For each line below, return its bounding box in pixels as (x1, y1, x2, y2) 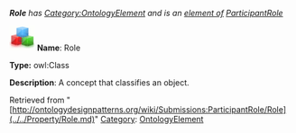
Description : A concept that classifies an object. (9, 77, 190, 88)
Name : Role (36, 42, 81, 53)
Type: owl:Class (9, 60, 69, 70)
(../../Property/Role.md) (9, 114, 96, 124)
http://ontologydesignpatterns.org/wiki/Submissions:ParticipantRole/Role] (12, 104, 287, 115)
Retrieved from (9, 94, 65, 105)
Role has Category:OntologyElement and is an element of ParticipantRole (9, 8, 283, 18)
